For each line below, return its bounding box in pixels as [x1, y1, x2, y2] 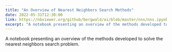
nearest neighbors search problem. [5, 41, 80, 47]
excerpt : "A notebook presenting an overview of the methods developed [5, 21, 161, 27]
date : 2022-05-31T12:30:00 [5, 12, 63, 17]
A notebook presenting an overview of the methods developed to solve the [5, 36, 163, 42]
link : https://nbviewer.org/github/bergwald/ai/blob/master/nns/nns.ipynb [5, 17, 168, 22]
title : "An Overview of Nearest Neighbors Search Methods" [5, 7, 134, 13]
